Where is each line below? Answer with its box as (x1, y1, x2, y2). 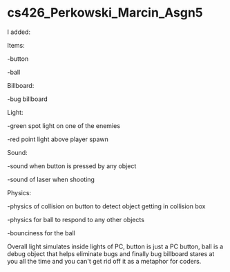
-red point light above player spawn (7, 135, 108, 143)
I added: (7, 28, 31, 36)
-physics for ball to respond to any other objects (7, 215, 145, 224)
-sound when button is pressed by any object (7, 161, 137, 170)
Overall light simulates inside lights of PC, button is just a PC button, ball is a (7, 242, 224, 251)
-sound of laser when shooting (7, 175, 95, 183)
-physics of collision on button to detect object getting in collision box (7, 202, 206, 210)
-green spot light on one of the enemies (7, 121, 121, 129)
